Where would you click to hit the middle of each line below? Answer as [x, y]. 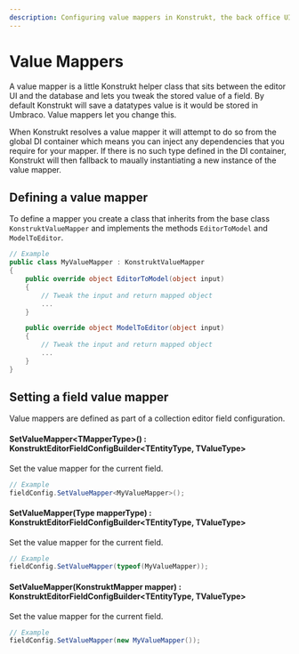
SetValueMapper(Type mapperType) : [81, 513]
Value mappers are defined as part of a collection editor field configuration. [147, 418]
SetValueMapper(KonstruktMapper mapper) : [96, 586]
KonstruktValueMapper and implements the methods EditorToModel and [139, 229]
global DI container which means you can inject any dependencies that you [147, 141]
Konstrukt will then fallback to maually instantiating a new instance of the [143, 160]
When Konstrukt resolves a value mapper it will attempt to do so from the [143, 132]
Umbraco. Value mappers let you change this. [93, 114]
